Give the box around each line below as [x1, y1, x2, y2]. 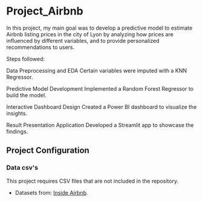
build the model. [6, 91, 47, 99]
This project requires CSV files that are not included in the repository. [6, 177, 179, 184]
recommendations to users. [6, 44, 75, 51]
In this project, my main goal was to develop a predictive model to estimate [6, 24, 193, 31]
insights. [6, 109, 28, 117]
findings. [6, 128, 28, 135]
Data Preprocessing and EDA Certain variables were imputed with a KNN [6, 67, 187, 74]
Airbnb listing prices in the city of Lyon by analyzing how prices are [6, 30, 174, 37]
